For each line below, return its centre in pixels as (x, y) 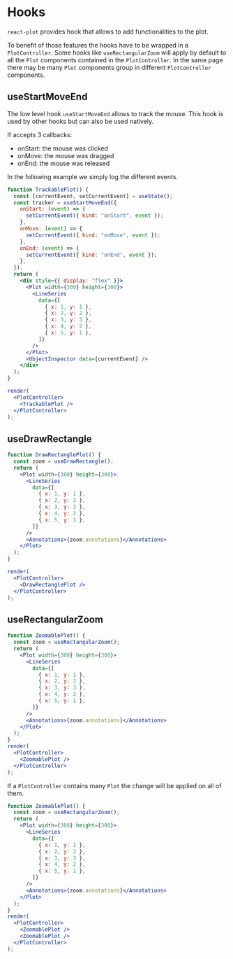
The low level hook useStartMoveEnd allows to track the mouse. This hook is (115, 113)
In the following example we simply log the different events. (93, 176)
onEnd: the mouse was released (63, 163)
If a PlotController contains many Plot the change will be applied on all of (114, 785)
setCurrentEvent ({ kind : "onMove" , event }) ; (93, 235)
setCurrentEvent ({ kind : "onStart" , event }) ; (95, 216)
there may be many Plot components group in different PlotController (109, 67)
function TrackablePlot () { (48, 190)
